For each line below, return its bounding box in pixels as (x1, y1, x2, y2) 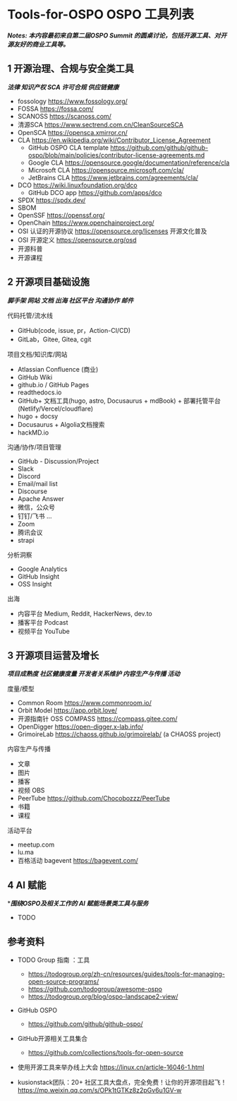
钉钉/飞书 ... (17, 512, 52, 520)
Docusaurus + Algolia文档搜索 (17, 420, 105, 428)
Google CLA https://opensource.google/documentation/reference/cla (28, 158, 230, 167)
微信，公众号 (17, 502, 55, 511)
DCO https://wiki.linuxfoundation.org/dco (17, 181, 138, 189)
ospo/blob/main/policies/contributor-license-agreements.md (28, 151, 205, 159)
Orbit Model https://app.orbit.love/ (17, 706, 118, 714)
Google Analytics (17, 565, 68, 573)
